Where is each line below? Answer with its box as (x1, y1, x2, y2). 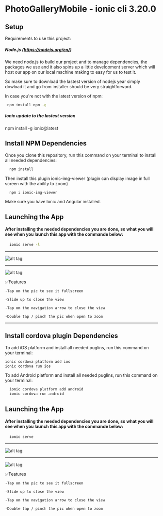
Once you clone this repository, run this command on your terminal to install (5, 152, 157, 158)
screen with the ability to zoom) (5, 180, 68, 186)
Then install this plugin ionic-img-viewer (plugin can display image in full (5, 176, 150, 181)
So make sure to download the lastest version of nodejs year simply (5, 79, 141, 84)
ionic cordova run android (9, 391, 64, 396)
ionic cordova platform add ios (5, 359, 70, 364)
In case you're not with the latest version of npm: (5, 93, 103, 99)
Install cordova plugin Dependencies (5, 332, 118, 340)
